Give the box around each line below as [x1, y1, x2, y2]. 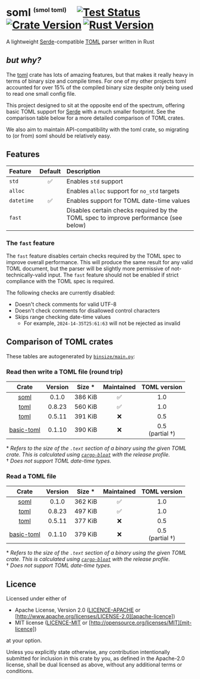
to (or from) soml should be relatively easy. [6, 132, 111, 139]
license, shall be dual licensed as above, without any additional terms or [6, 661, 183, 668]
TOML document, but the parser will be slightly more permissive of [6, 265, 170, 272]
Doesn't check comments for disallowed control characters [14, 307, 160, 314]
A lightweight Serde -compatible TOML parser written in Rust [6, 38, 155, 45]
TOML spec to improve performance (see [66, 214, 183, 222]
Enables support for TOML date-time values [66, 196, 190, 205]
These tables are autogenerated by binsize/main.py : [6, 352, 135, 359]
